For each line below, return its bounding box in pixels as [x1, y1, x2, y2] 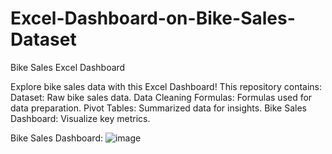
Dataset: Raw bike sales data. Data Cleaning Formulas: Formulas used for [10, 91, 313, 103]
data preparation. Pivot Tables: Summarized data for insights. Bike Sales [10, 102, 307, 114]
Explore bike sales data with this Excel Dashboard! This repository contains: [10, 80, 322, 92]
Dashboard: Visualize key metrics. [10, 112, 151, 124]
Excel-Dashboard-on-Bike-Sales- [10, 7, 296, 30]
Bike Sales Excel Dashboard [10, 61, 126, 73]
